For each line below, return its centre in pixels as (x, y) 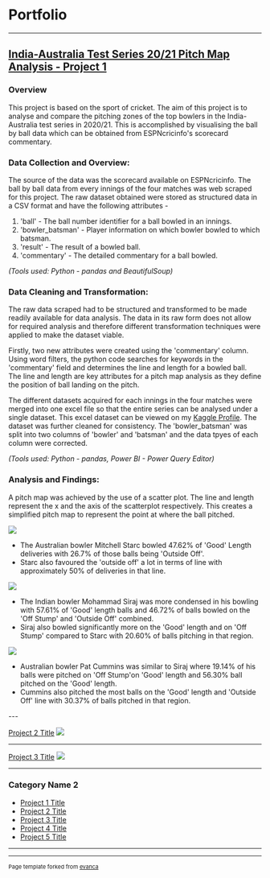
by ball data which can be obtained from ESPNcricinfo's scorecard (119, 133)
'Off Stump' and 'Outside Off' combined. (87, 618)
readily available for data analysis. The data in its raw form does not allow (130, 318)
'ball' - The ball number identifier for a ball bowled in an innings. (126, 221)
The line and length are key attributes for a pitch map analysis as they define (135, 377)
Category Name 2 (43, 785)
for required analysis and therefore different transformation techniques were (135, 327)
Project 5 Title (43, 837)
